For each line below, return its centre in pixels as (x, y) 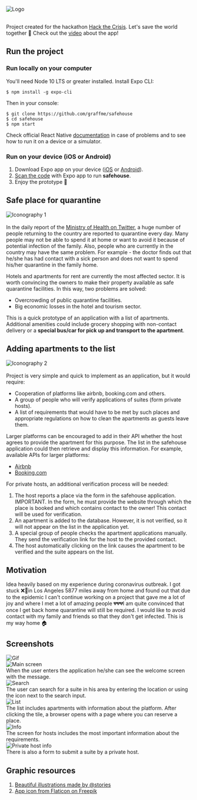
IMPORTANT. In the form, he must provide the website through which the (103, 502)
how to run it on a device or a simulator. (54, 141)
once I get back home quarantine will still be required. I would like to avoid (96, 610)
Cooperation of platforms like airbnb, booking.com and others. (90, 393)
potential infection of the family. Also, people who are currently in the (90, 246)
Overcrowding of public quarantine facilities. (68, 300)
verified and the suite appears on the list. (64, 552)
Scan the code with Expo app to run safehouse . (73, 175)
